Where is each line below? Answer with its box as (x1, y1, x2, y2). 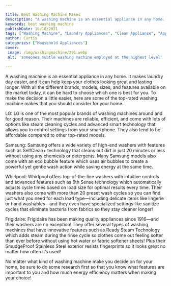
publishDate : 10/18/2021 (5, 26, 58, 31)
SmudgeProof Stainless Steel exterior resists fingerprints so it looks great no (5, 243, 166, 249)
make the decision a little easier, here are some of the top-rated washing (5, 95, 158, 101)
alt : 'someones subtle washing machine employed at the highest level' (7, 55, 163, 60)
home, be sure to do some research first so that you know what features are (5, 264, 165, 270)
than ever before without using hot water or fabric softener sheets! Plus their (5, 237, 166, 244)
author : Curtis (5, 36, 38, 41)
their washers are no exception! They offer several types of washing (5, 221, 149, 227)
